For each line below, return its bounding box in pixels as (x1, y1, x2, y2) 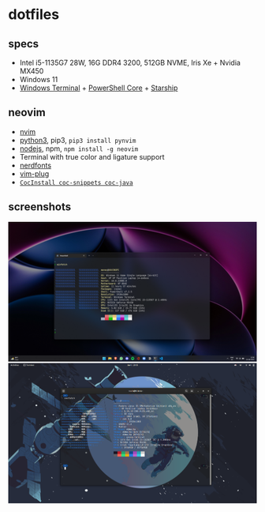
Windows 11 (19, 75, 58, 84)
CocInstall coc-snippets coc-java (19, 179, 133, 186)
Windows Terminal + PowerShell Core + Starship (19, 83, 178, 92)
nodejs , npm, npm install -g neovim (19, 144, 139, 153)
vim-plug (19, 168, 50, 179)
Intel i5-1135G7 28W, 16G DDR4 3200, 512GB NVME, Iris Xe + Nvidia (19, 58, 241, 67)
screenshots (8, 200, 72, 214)
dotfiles (8, 6, 60, 24)
